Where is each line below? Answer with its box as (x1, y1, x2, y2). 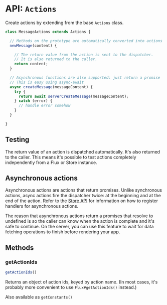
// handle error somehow (18, 103, 71, 108)
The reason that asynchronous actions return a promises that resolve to (5, 213, 153, 219)
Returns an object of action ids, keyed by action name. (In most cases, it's (5, 279, 158, 285)
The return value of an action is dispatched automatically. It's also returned (5, 148, 160, 155)
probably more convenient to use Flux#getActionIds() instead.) (5, 284, 137, 290)
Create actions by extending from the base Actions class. (5, 20, 124, 26)
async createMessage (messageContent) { (10, 84, 93, 89)
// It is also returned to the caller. (14, 57, 98, 62)
